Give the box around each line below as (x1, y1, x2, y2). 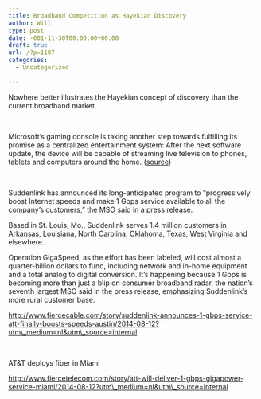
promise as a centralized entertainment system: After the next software (8, 140, 242, 150)
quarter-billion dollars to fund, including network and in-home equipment (8, 260, 248, 271)
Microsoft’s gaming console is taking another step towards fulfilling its (8, 131, 238, 141)
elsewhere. (8, 237, 45, 247)
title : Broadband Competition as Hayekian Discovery (8, 11, 187, 20)
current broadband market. (8, 100, 97, 110)
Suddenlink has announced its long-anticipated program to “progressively (8, 188, 251, 198)
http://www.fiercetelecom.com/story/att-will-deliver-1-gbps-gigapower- (8, 374, 244, 383)
